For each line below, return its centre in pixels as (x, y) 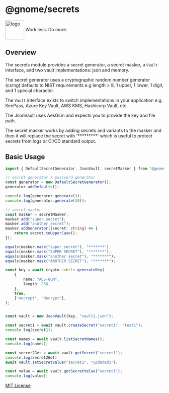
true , (20, 293)
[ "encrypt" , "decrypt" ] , (40, 298)
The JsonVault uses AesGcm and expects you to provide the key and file (80, 115)
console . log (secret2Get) (31, 358)
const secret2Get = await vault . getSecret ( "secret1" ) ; (64, 353)
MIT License (18, 385)
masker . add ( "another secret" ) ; (38, 224)
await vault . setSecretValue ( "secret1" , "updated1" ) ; (62, 362)
